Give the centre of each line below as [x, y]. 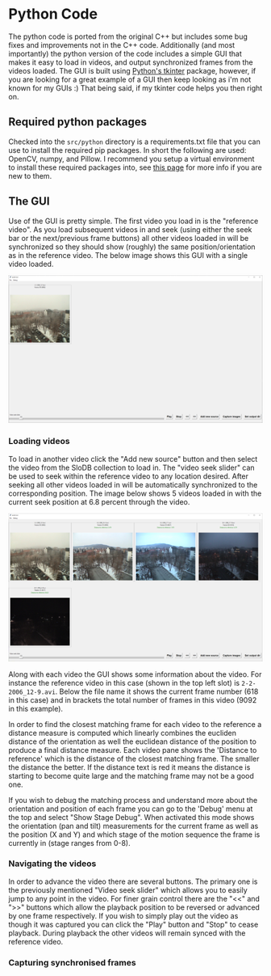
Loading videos [39, 442]
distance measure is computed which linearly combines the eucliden [122, 733]
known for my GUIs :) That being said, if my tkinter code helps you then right [135, 88]
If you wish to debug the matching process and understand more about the [133, 800]
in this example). [35, 708]
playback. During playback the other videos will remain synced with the [127, 933]
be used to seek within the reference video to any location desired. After [128, 476]
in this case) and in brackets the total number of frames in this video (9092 [133, 699]
